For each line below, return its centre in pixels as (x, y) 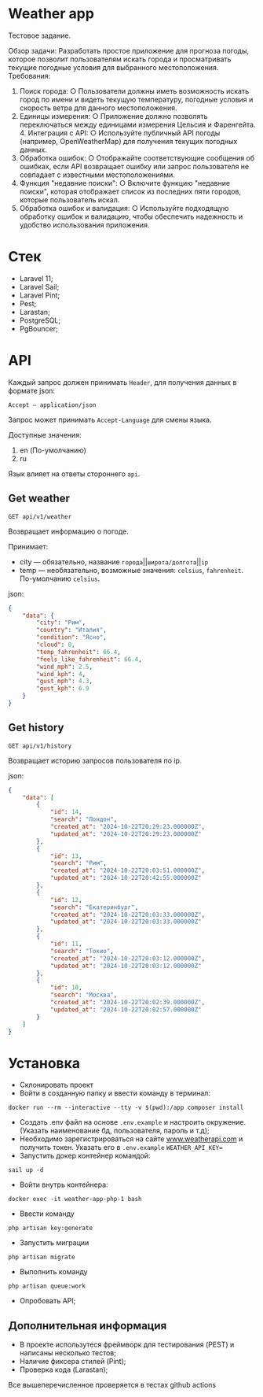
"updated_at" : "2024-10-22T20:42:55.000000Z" (126, 878)
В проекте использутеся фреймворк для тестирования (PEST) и (127, 1345)
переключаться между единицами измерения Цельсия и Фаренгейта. (137, 124)
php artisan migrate (42, 1257)
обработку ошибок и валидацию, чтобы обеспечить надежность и (131, 216)
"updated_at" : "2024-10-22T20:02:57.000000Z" (126, 1009)
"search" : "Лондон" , (84, 819)
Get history (36, 728)
